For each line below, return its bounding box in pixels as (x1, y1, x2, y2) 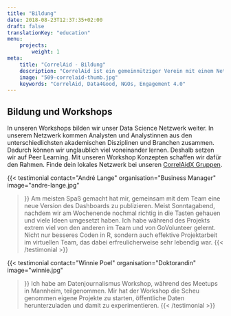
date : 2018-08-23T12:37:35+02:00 (7, 16, 103, 23)
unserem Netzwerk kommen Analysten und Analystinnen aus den (7, 131, 192, 139)
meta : (7, 55, 23, 62)
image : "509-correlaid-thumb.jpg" (19, 74, 118, 81)
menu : (7, 36, 23, 43)
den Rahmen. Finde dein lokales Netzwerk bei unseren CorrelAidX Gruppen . (7, 161, 223, 169)
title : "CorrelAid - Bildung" (19, 61, 107, 68)
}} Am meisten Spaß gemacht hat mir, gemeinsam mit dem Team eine (23, 194, 221, 203)
